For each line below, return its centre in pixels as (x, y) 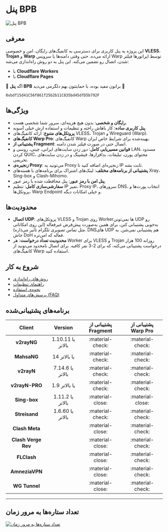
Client (26, 327)
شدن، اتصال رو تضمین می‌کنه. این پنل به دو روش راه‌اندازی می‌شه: (67, 61)
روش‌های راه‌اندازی (30, 279)
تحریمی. (21, 160)
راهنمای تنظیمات (28, 284)
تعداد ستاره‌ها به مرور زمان (42, 512)
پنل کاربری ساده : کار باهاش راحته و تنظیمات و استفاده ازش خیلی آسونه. (80, 128)
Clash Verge (26, 440)
